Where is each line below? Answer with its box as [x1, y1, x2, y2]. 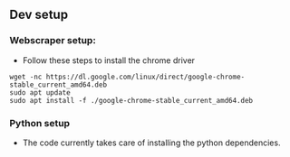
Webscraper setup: [9, 34, 97, 47]
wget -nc [9, 72, 43, 81]
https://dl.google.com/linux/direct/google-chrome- [45, 72, 246, 81]
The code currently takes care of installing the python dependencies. [22, 137, 281, 148]
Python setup [9, 116, 71, 129]
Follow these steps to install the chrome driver [22, 54, 196, 66]
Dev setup [9, 7, 69, 23]
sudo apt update [9, 88, 71, 97]
